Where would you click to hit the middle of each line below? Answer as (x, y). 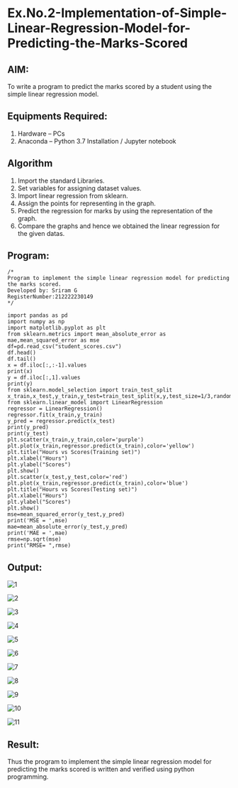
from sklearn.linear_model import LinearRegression (85, 403)
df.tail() (22, 359)
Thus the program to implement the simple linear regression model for (109, 762)
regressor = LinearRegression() (55, 409)
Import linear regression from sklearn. (73, 195)
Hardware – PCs (41, 134)
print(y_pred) (28, 428)
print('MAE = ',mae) (38, 533)
